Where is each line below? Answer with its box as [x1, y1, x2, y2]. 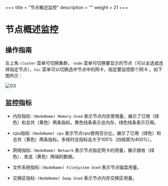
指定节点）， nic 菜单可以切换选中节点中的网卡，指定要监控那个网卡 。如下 [9, 66, 163, 72]
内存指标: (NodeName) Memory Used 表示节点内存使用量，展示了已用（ [12, 113, 155, 119]
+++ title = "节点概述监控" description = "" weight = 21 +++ [5, 5, 129, 10]
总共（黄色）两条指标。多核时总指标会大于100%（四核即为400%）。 [12, 136, 155, 143]
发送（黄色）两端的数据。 [23, 153, 77, 159]
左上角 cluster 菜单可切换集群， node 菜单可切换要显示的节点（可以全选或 [5, 60, 159, 66]
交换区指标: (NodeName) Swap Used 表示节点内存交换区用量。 [12, 175, 137, 181]
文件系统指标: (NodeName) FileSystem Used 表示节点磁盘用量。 [12, 164, 142, 170]
